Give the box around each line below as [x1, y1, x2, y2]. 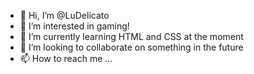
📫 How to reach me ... [19, 53, 113, 64]
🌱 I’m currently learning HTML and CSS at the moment [19, 31, 244, 42]
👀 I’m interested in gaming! [19, 20, 130, 32]
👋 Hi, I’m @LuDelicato [19, 10, 110, 21]
